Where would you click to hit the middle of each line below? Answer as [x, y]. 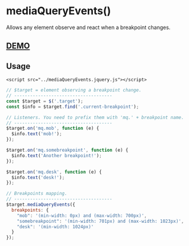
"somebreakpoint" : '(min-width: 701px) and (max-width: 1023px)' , [100, 221]
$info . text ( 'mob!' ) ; [37, 134]
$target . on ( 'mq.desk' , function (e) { [54, 172]
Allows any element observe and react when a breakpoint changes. [88, 27]
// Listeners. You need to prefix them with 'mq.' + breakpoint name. [95, 117]
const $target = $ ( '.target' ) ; [45, 101]
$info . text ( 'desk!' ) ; [38, 177]
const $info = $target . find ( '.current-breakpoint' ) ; [73, 107]
